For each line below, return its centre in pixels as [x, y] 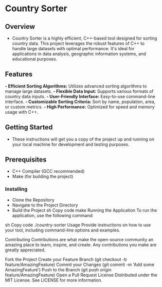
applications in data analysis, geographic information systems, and [79, 54]
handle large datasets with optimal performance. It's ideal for [73, 49]
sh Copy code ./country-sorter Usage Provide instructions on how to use [78, 225]
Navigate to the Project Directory [45, 205]
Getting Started [29, 127]
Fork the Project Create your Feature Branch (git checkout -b [66, 259]
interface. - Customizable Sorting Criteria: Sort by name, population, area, [80, 102]
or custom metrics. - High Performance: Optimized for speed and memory [80, 107]
